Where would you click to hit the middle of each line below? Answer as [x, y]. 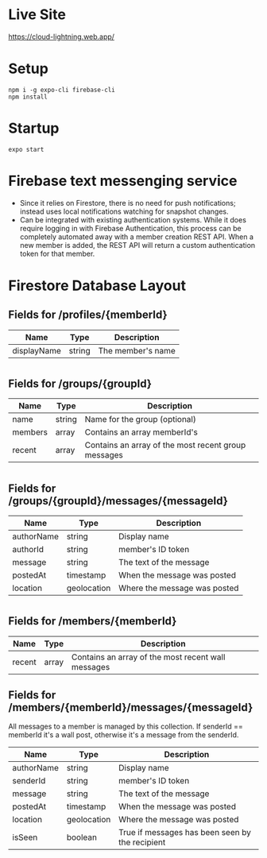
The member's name [137, 350]
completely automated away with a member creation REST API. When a [137, 237]
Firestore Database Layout [97, 286]
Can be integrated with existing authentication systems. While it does [133, 219]
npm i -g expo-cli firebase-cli [62, 90]
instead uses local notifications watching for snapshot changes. [124, 211]
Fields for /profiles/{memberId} [88, 315]
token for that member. [57, 253]
